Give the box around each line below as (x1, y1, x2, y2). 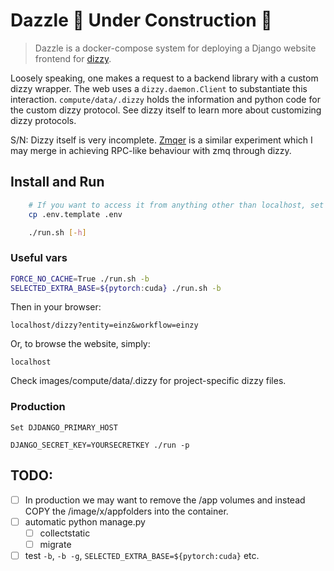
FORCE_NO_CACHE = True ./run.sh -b (10, 274, 150, 284)
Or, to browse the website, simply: (10, 338, 151, 350)
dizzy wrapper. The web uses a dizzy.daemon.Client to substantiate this (10, 82, 308, 94)
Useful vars (10, 251, 68, 265)
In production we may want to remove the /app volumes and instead (24, 494, 306, 506)
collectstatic (39, 527, 91, 539)
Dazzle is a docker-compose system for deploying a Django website (34, 42, 317, 54)
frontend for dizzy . (34, 52, 112, 64)
